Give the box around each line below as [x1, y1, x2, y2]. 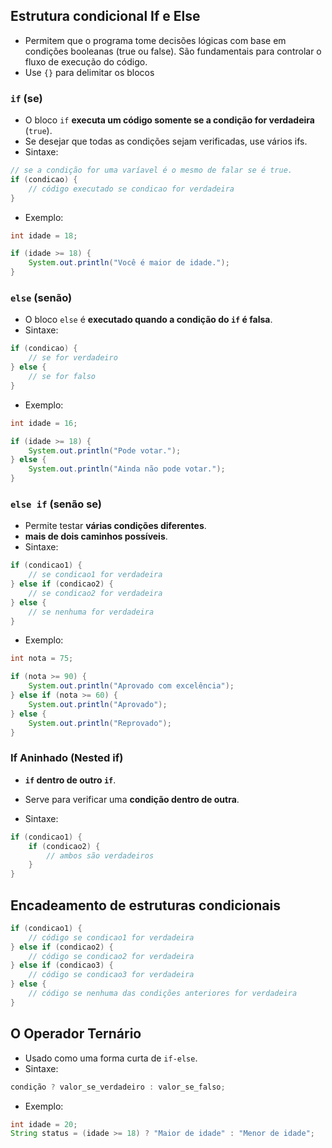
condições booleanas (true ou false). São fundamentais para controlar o [24, 45, 322, 57]
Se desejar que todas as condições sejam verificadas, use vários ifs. [24, 135, 308, 148]
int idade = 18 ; [10, 230, 78, 241]
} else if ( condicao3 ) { [10, 960, 114, 971]
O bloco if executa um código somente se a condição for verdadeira [24, 114, 315, 126]
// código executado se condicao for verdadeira [28, 184, 235, 194]
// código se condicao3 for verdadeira [28, 970, 195, 980]
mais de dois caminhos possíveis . [24, 530, 168, 543]
